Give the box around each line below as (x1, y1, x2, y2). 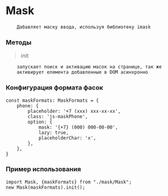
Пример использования (5, 165, 81, 173)
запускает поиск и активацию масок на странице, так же (16, 64, 163, 70)
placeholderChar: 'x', (38, 135, 97, 141)
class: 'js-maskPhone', (27, 113, 88, 119)
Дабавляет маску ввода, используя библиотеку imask (16, 24, 151, 30)
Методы (5, 38, 32, 47)
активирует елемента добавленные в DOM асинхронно (16, 69, 148, 75)
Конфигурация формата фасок (5, 83, 103, 92)
